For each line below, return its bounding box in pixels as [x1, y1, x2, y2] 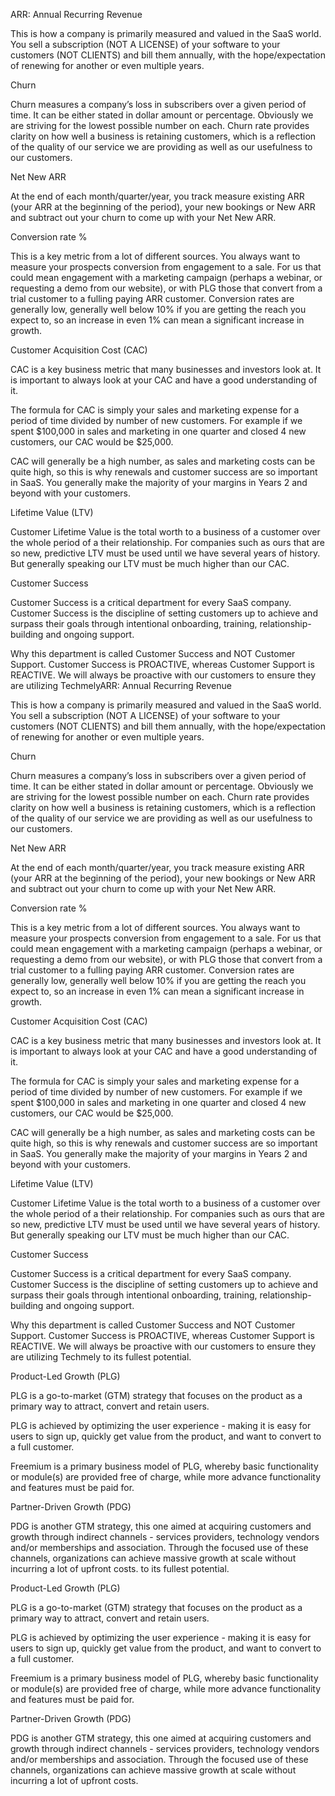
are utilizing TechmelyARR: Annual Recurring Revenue [10, 680, 232, 691]
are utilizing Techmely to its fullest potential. [10, 1351, 192, 1363]
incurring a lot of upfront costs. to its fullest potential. [10, 1563, 230, 1574]
